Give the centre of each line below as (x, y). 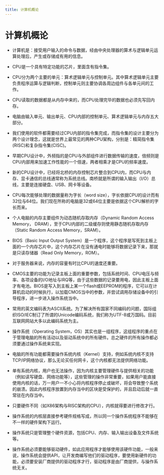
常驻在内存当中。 (29, 395)
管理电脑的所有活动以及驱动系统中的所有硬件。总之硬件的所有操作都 (85, 337)
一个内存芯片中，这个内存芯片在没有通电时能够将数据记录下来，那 (87, 247)
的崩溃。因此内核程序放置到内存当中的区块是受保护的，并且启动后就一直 (85, 389)
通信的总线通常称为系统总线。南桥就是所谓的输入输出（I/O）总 (92, 178)
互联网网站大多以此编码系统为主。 (47, 321)
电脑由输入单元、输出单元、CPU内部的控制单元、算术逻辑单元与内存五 (83, 116)
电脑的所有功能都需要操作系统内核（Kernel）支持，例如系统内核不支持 (83, 354)
